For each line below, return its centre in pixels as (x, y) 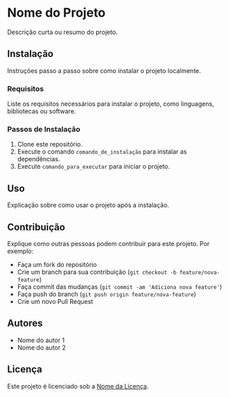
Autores (25, 324)
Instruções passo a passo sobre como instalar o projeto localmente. (104, 70)
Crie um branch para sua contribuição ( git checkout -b (97, 272)
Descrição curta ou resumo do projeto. (62, 32)
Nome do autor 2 (41, 347)
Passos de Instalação (44, 129)
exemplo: (20, 251)
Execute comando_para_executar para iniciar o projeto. (93, 167)
